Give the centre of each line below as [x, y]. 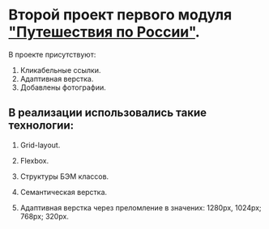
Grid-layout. [40, 145]
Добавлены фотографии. [63, 87]
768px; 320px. [44, 216]
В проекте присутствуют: [52, 54]
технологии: [41, 126]
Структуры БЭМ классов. [64, 176]
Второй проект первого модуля [120, 15]
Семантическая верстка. [64, 192]
